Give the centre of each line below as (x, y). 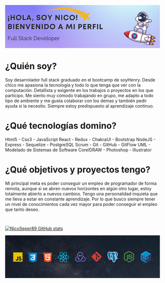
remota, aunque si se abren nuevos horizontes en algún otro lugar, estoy (78, 188)
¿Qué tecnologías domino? (61, 126)
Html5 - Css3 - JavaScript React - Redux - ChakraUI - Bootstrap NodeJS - (80, 139)
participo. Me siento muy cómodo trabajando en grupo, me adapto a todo (79, 95)
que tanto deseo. (22, 209)
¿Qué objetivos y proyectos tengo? (78, 170)
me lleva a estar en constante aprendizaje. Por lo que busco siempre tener (80, 199)
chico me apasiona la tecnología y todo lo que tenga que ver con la (73, 85)
